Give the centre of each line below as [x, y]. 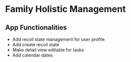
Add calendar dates [33, 55]
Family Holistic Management [65, 9]
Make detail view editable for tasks [48, 50]
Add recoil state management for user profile [59, 39]
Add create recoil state [36, 45]
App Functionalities [36, 28]
